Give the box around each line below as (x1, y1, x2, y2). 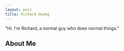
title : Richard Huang (5, 12, 50, 17)
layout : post (5, 7, 32, 12)
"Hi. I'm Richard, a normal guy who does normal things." (5, 25, 120, 31)
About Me (5, 39, 36, 48)
